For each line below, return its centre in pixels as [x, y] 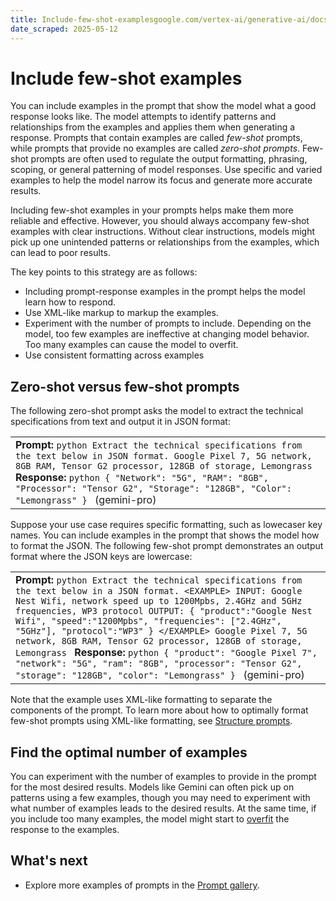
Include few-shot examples [126, 78]
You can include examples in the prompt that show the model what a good [163, 106]
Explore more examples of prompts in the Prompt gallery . [142, 885]
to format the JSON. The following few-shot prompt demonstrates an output [167, 546]
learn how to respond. [70, 302]
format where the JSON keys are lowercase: [101, 557]
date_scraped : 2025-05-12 [64, 29]
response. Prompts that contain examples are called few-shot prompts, [156, 138]
